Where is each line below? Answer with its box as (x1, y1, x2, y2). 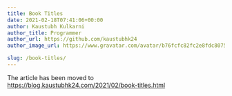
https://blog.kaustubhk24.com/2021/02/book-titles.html (7, 81, 166, 89)
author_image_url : (7, 42, 60, 49)
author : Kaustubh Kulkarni (7, 23, 85, 30)
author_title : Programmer (7, 29, 81, 37)
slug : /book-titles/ (7, 55, 67, 62)
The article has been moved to (7, 73, 95, 81)
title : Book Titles (7, 10, 64, 17)
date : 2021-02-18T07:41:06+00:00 (7, 17, 104, 23)
